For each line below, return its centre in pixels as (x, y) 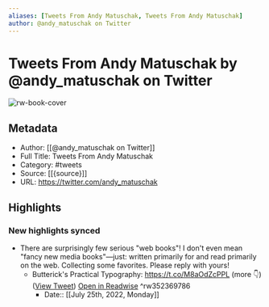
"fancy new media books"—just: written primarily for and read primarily (138, 256)
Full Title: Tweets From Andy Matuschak (87, 156)
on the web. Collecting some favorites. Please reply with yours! (124, 265)
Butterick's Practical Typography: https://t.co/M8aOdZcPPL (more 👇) (147, 274)
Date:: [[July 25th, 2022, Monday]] (101, 294)
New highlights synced (54, 230)
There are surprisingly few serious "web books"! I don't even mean (131, 248)
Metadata (33, 128)
